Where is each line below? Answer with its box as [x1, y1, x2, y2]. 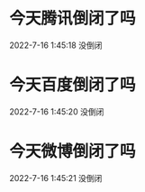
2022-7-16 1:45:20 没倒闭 [9, 105, 104, 117]
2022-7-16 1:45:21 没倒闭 [9, 172, 103, 183]
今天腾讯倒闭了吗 [9, 8, 137, 29]
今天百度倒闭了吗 [9, 75, 137, 96]
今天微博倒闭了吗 [9, 142, 137, 162]
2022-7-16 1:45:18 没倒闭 [9, 40, 103, 50]
